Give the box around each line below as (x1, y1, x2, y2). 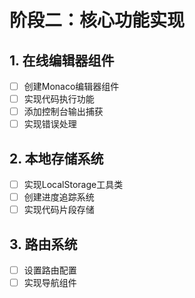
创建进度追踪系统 (23, 191, 95, 203)
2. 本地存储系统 (9, 150, 104, 167)
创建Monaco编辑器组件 (23, 81, 120, 92)
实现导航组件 (23, 277, 77, 289)
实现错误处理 (23, 118, 77, 130)
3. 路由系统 (9, 236, 78, 253)
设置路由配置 (23, 264, 77, 276)
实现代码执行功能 (23, 93, 95, 105)
